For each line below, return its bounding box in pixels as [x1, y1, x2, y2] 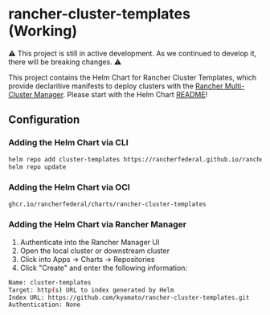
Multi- [224, 81, 245, 91]
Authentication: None [8, 301, 81, 309]
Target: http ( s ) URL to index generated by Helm [8, 286, 174, 294]
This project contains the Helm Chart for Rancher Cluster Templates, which [8, 72, 257, 82]
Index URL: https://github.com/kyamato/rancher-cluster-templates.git [8, 293, 250, 301]
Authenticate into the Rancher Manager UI [19, 237, 160, 247]
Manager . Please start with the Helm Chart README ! [34, 89, 208, 99]
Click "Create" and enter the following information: [19, 263, 187, 272]
